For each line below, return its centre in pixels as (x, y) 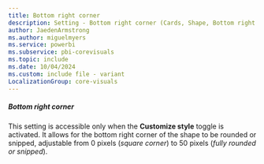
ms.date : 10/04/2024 (42, 67)
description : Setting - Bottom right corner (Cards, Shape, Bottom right (132, 23)
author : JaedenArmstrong (49, 30)
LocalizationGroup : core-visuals (63, 81)
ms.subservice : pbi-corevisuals (61, 52)
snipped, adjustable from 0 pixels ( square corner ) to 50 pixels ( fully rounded (132, 143)
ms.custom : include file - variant (67, 74)
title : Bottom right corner (54, 15)
